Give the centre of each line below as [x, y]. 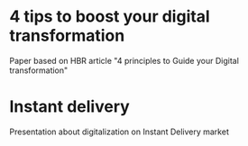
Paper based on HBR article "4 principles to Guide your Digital [124, 60]
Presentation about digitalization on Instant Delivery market [119, 132]
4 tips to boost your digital [110, 17]
